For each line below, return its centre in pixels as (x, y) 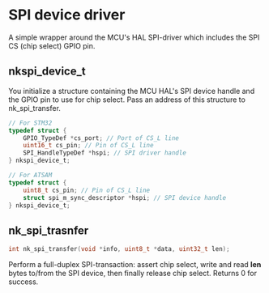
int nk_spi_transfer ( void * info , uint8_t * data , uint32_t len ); (119, 249)
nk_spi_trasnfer (49, 230)
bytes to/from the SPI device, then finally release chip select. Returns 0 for (133, 274)
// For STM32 (30, 123)
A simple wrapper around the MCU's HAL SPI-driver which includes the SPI (134, 37)
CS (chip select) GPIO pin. (52, 45)
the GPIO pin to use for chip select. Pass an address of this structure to (127, 100)
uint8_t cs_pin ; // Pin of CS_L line (87, 190)
